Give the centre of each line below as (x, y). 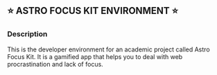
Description (27, 34)
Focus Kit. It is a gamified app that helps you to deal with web (95, 56)
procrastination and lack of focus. (55, 64)
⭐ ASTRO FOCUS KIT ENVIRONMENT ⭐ (93, 11)
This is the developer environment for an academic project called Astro (108, 49)
